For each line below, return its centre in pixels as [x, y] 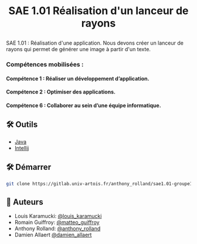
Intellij [22, 148]
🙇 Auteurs [25, 202]
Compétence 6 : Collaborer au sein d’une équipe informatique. [84, 105]
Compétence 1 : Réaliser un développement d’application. [78, 78]
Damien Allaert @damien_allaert [53, 235]
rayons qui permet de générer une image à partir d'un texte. [79, 49]
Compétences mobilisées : [45, 65]
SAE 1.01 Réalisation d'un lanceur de [98, 11]
